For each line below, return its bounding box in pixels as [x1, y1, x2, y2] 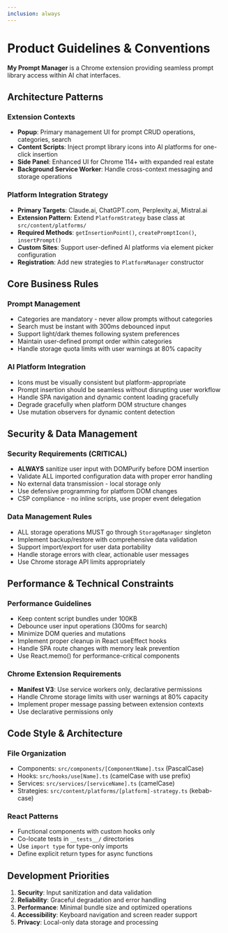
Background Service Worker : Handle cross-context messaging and [17, 165, 213, 173]
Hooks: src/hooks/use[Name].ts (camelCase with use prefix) [17, 772, 191, 780]
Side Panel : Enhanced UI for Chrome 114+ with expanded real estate [17, 158, 214, 166]
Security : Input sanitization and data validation [17, 888, 152, 897]
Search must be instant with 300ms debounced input [17, 322, 171, 331]
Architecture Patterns [7, 91, 104, 103]
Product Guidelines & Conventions [7, 40, 211, 56]
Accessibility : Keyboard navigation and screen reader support [17, 911, 197, 919]
